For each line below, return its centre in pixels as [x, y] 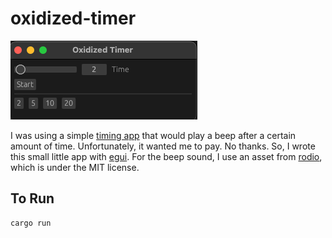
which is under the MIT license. [75, 167]
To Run [32, 198]
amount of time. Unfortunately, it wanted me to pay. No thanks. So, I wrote [163, 146]
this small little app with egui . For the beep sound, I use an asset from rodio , [166, 156]
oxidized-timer [73, 18]
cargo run [31, 223]
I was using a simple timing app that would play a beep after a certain [153, 135]
